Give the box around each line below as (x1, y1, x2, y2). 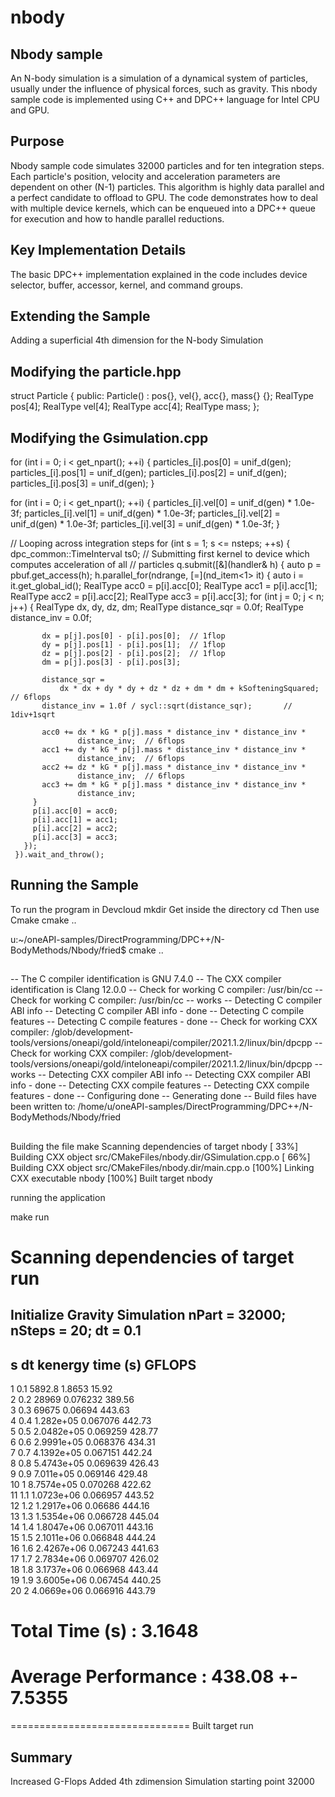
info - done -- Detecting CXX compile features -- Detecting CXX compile (10, 1079, 310, 1091)
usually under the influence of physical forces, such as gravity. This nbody (10, 83, 318, 95)
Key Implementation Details (10, 242, 187, 259)
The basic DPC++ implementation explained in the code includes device (10, 268, 308, 280)
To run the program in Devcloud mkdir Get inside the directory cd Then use (10, 903, 320, 915)
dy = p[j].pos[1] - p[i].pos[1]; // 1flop (41, 640, 226, 650)
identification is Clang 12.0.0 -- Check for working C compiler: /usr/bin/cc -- (10, 984, 323, 996)
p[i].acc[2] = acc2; (32, 824, 118, 834)
